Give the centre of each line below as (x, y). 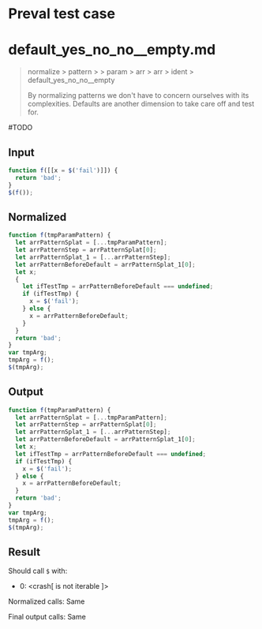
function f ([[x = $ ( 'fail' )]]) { (63, 170)
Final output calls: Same (47, 617)
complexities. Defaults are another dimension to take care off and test (141, 104)
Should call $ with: (38, 571)
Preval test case (62, 14)
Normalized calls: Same (47, 601)
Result (24, 552)
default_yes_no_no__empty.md (112, 50)
